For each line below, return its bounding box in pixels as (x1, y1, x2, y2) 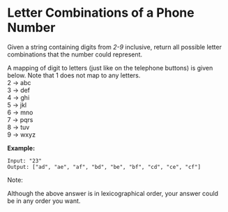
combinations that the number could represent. (7, 50, 143, 59)
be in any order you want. (7, 197, 81, 205)
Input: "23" (7, 157, 42, 165)
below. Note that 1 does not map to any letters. (7, 71, 141, 79)
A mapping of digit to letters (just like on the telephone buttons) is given (7, 63, 213, 72)
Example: (7, 144, 36, 152)
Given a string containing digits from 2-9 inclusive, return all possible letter (7, 43, 222, 51)
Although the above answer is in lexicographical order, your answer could (7, 189, 218, 197)
